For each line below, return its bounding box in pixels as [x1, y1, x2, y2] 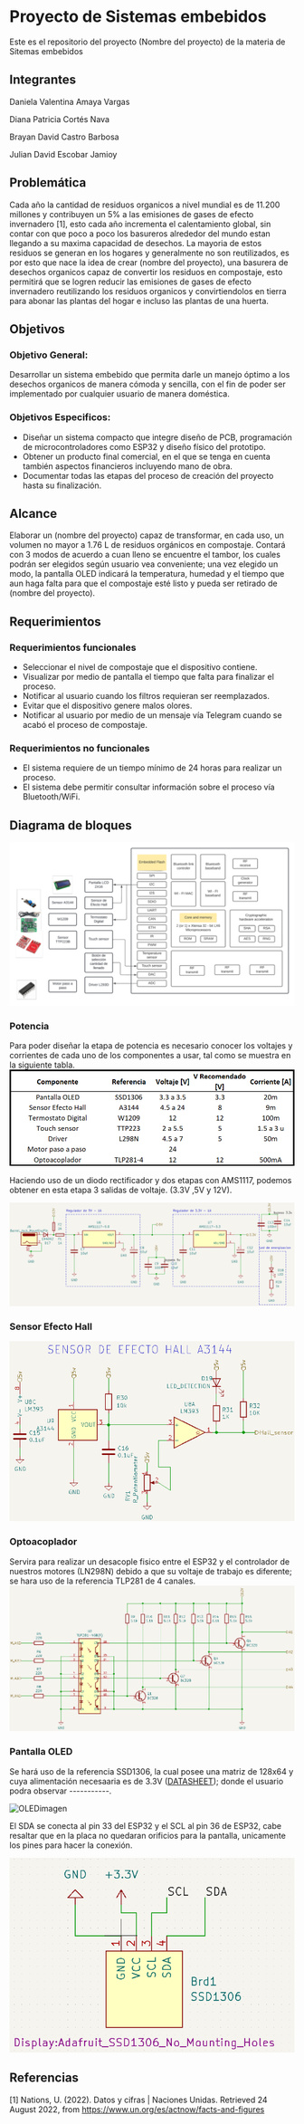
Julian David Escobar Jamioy [9, 148, 118, 159]
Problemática [9, 175, 87, 191]
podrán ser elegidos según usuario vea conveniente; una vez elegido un [9, 559, 279, 569]
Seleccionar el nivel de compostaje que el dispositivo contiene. [22, 662, 258, 673]
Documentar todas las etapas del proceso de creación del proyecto [22, 470, 274, 481]
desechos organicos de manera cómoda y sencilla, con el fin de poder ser [9, 378, 287, 390]
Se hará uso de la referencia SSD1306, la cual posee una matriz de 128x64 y [9, 1765, 294, 1776]
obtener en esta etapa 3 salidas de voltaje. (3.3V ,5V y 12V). [9, 1184, 233, 1195]
